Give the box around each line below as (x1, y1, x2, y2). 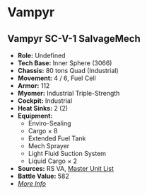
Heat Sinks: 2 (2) (17, 104, 69, 112)
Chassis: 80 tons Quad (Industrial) (17, 67, 119, 74)
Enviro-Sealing (28, 119, 71, 128)
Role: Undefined (17, 51, 66, 60)
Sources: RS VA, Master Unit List (17, 165, 114, 172)
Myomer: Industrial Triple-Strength (17, 89, 120, 97)
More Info (17, 179, 47, 188)
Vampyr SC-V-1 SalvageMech (7, 33, 141, 45)
